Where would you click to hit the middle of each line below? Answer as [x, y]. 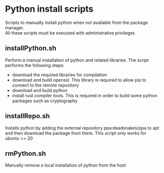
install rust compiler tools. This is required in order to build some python [85, 95]
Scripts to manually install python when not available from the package [77, 22]
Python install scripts [49, 9]
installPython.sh [31, 48]
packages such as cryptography [45, 101]
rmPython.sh [26, 153]
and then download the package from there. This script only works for [76, 133]
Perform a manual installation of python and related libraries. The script [77, 60]
